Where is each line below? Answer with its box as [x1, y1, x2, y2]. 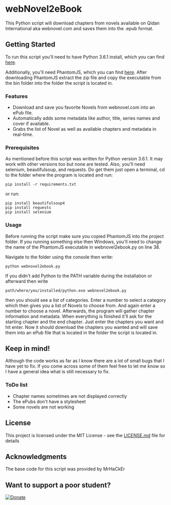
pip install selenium [5, 210, 52, 215]
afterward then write [5, 278, 48, 284]
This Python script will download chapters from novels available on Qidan [5, 20, 160, 26]
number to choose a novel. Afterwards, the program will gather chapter [5, 307, 155, 314]
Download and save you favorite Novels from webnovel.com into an [12, 104, 155, 110]
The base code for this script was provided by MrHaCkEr [5, 466, 125, 472]
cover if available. [12, 121, 50, 127]
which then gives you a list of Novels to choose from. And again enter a [5, 302, 156, 308]
